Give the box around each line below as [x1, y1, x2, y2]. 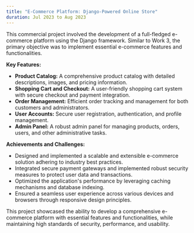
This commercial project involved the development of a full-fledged [6, 30, 171, 37]
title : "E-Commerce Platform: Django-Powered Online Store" [6, 8, 158, 15]
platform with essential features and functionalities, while [33, 214, 173, 221]
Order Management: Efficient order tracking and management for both [14, 97, 189, 104]
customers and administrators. [14, 104, 90, 111]
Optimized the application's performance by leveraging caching [14, 177, 171, 184]
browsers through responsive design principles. [14, 196, 132, 203]
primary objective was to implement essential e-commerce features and [6, 43, 182, 50]
